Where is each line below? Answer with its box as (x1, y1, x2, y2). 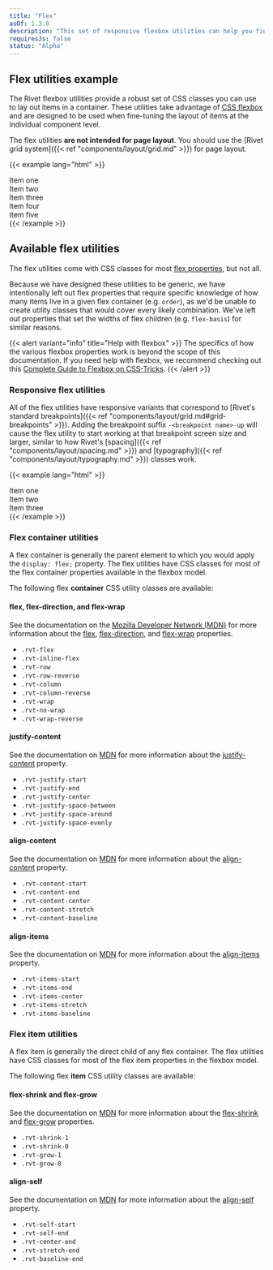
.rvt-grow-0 (20, 1160, 62, 1168)
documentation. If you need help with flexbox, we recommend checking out (9, 355, 262, 365)
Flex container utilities (9, 532, 99, 543)
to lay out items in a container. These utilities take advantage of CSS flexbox (9, 102, 263, 112)
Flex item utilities (9, 1028, 78, 1040)
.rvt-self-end (20, 1229, 69, 1238)
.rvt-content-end (20, 888, 80, 897)
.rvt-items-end (20, 984, 73, 992)
